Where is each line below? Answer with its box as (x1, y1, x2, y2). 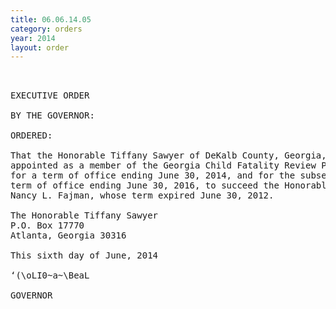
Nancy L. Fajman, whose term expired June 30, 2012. (10, 190, 275, 201)
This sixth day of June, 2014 (10, 250, 159, 261)
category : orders (10, 24, 83, 34)
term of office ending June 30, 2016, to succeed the (10, 180, 280, 191)
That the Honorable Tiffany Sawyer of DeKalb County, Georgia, (10, 150, 327, 161)
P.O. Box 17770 (10, 220, 85, 231)
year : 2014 (10, 33, 56, 43)
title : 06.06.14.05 (10, 14, 92, 25)
